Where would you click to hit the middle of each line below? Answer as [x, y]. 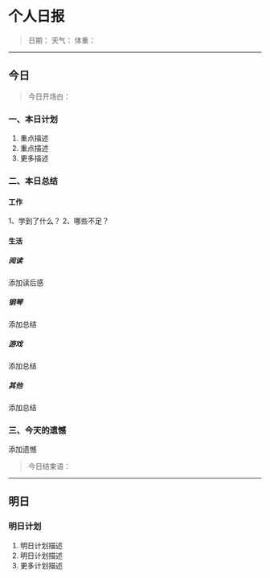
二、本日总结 [33, 181]
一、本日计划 [33, 119]
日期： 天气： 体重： [62, 40]
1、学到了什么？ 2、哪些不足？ [59, 221]
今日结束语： [49, 466]
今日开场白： [49, 96]
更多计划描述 [41, 565]
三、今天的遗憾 [37, 430]
